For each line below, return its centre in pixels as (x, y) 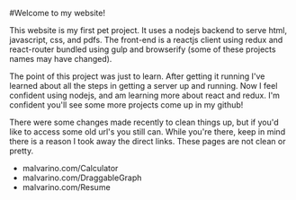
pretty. (22, 151)
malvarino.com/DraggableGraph (82, 178)
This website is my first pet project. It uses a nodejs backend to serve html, (148, 30)
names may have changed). (61, 59)
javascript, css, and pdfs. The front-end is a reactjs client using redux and (146, 40)
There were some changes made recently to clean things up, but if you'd (144, 122)
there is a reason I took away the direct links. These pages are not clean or (148, 141)
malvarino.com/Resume (66, 187)
